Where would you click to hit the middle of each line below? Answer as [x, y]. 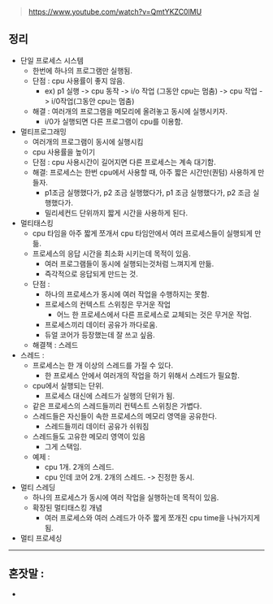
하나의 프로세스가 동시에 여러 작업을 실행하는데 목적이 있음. [126, 497]
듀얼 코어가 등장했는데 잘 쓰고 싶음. [100, 335]
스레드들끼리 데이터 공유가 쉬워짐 [97, 426]
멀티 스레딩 [38, 487]
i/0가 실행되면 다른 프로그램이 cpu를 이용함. [114, 121]
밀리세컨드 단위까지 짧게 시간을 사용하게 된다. [116, 213]
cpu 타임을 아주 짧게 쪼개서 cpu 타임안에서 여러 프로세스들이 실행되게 [143, 233]
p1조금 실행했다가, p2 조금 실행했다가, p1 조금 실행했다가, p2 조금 [147, 192]
